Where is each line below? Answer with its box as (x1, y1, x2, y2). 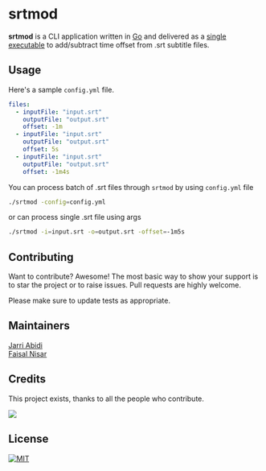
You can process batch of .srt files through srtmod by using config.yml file (8, 182, 254, 192)
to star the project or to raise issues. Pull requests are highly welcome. (8, 280, 241, 290)
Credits (8, 372, 47, 386)
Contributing (8, 250, 74, 264)
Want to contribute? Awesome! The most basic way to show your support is (8, 271, 259, 282)
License (8, 432, 49, 446)
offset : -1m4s (23, 167, 70, 176)
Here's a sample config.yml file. (8, 85, 115, 94)
